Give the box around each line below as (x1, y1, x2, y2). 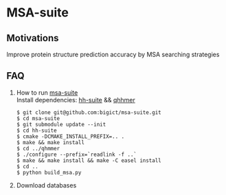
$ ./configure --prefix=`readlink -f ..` (16, 151, 137, 158)
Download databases (16, 181, 77, 190)
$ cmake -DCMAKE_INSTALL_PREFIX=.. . (16, 133, 125, 140)
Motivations (6, 32, 59, 44)
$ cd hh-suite (16, 127, 57, 134)
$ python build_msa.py (16, 169, 82, 176)
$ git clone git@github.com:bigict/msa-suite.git (16, 108, 162, 116)
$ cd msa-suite (16, 115, 60, 122)
